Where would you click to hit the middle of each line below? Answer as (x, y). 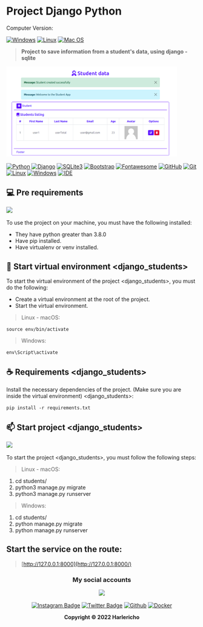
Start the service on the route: (64, 550)
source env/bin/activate (38, 330)
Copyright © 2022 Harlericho (102, 617)
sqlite (28, 58)
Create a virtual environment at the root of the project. (82, 299)
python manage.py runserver (51, 530)
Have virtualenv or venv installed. (57, 248)
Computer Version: (30, 28)
